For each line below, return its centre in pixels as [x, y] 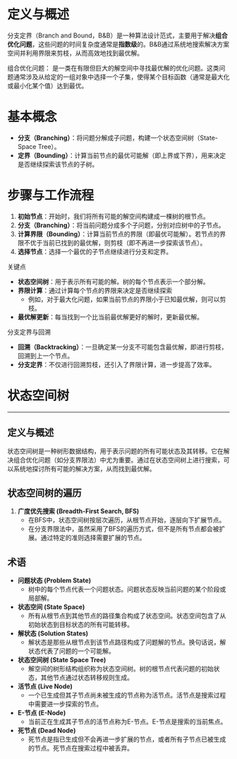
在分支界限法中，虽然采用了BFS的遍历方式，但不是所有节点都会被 [123, 529]
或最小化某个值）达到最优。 [48, 85]
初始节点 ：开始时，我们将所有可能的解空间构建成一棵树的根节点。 [113, 216]
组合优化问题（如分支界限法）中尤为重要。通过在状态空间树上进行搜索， [118, 460]
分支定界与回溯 [29, 332]
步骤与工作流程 [51, 196]
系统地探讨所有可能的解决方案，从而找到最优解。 [84, 468]
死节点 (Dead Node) [47, 731]
